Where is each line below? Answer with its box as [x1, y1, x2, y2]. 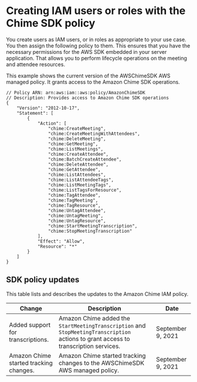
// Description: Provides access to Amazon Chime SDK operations [6, 95, 169, 101]
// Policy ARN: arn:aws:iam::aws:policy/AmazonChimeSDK [6, 90, 145, 95]
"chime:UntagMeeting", [47, 213, 104, 219]
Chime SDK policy [6, 16, 96, 30]
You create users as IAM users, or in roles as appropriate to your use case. [6, 36, 186, 43]
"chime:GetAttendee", [47, 166, 101, 172]
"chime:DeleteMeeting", [47, 136, 107, 142]
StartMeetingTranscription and [58, 321, 146, 329]
